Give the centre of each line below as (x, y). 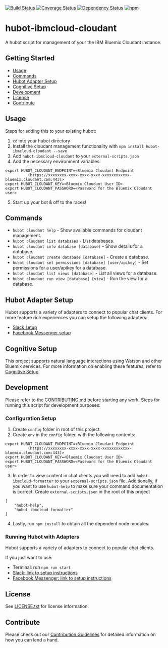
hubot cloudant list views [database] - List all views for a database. (85, 273)
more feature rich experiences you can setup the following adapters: (76, 318)
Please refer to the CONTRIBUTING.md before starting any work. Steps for (83, 400)
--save (60, 151)
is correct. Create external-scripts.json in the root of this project (81, 492)
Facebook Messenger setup (42, 333)
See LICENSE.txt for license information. (47, 606)
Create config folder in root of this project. (57, 429)
